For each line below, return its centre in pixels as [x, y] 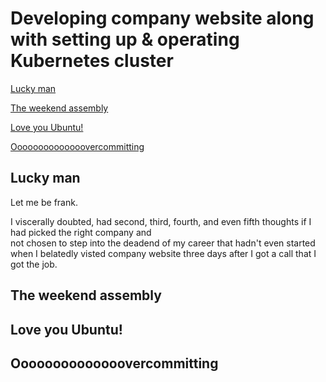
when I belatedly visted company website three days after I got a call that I [163, 253]
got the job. [34, 264]
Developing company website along [162, 18]
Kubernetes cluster [92, 61]
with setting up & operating [125, 39]
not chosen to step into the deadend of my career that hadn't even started [163, 243]
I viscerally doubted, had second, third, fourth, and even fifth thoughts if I [161, 221]
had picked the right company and [81, 232]
